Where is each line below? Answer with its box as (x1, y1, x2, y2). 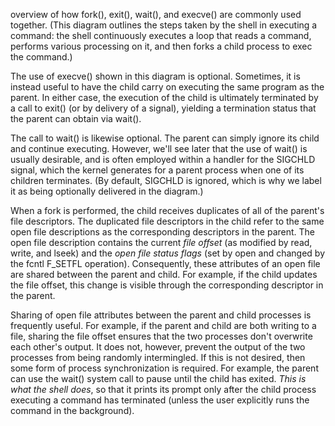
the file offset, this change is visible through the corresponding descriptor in (10, 279, 324, 291)
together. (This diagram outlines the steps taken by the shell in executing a (10, 19, 318, 31)
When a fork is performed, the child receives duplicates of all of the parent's (10, 205, 325, 216)
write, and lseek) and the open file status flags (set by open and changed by (10, 247, 326, 259)
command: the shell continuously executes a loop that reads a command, (10, 30, 312, 41)
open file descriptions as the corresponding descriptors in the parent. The (10, 226, 316, 238)
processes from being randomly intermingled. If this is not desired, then (10, 352, 306, 363)
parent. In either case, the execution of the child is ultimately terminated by (10, 92, 319, 103)
